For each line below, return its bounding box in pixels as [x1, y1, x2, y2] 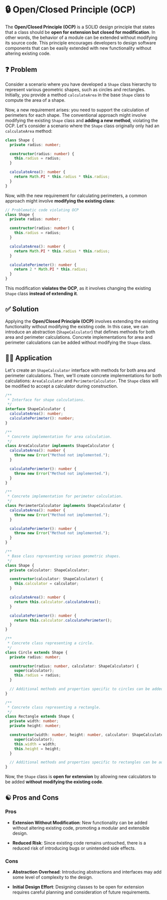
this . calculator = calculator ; [14, 581, 79, 586]
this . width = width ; [14, 741, 57, 746]
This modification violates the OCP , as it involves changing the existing [5, 285, 152, 291]
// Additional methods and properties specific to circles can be [9, 686, 150, 691]
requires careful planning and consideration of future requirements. [12, 889, 151, 896]
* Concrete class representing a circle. [7, 641, 94, 646]
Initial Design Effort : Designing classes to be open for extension [12, 884, 144, 890]
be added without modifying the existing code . [5, 779, 103, 785]
